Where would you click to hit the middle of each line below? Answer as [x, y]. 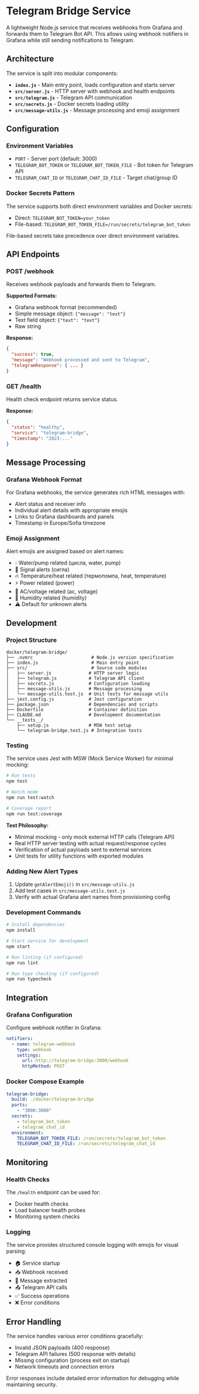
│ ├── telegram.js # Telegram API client [75, 679]
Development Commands [44, 912]
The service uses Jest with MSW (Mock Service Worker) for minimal [90, 759]
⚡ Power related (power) [45, 583]
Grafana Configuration [39, 1014]
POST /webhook [30, 271]
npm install [21, 930]
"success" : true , [33, 355]
